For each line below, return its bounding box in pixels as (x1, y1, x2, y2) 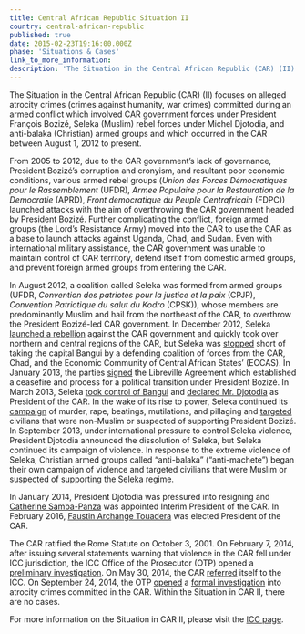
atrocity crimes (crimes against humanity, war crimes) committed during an (9, 99, 292, 109)
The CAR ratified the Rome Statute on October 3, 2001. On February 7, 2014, (9, 537, 294, 548)
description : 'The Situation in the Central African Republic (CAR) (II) (9, 65, 296, 74)
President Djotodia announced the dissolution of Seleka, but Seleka (9, 434, 262, 445)
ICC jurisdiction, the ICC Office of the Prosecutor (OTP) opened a (9, 557, 254, 568)
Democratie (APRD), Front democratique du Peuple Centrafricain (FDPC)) (9, 193, 286, 205)
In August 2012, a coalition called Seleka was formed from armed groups (9, 279, 283, 290)
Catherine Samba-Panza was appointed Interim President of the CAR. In (9, 501, 280, 512)
